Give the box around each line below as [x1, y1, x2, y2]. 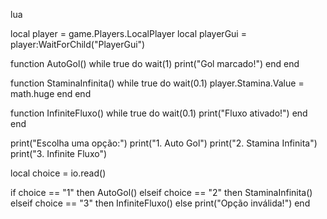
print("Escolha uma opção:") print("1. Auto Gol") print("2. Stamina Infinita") [10, 137, 318, 149]
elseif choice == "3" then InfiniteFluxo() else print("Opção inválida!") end [10, 197, 311, 209]
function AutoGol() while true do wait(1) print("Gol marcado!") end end [10, 58, 300, 69]
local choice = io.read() [10, 167, 107, 179]
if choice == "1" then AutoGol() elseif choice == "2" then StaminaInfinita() [10, 187, 313, 198]
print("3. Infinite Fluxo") [10, 148, 108, 159]
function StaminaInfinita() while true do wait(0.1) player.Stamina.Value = [10, 77, 305, 89]
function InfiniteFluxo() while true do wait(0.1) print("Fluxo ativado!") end [10, 107, 308, 119]
